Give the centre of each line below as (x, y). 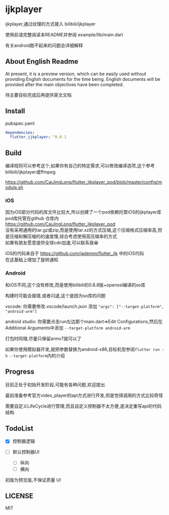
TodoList (19, 428)
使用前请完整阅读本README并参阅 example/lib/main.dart (64, 34)
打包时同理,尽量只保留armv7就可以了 (43, 338)
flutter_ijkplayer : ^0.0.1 (38, 137)
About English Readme (42, 62)
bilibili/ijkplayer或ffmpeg (31, 172)
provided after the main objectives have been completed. (65, 84)
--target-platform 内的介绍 (37, 355)
